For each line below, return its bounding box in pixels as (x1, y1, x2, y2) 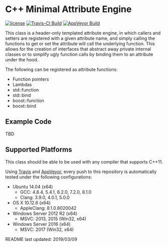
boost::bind (12, 103, 37, 109)
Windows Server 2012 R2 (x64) (12, 210, 77, 216)
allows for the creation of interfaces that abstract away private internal (5, 46, 151, 52)
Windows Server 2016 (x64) (12, 221, 71, 227)
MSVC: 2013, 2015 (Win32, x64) (20, 215, 87, 222)
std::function (12, 87, 39, 93)
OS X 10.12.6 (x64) (12, 200, 51, 206)
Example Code (5, 117, 52, 126)
